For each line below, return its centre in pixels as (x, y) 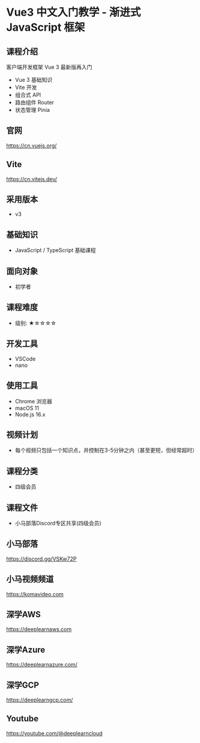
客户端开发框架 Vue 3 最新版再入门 (49, 67)
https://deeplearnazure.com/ (42, 665)
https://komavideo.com (35, 594)
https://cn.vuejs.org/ (32, 146)
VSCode (25, 359)
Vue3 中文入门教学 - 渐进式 (74, 12)
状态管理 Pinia (32, 110)
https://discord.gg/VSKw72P (41, 559)
